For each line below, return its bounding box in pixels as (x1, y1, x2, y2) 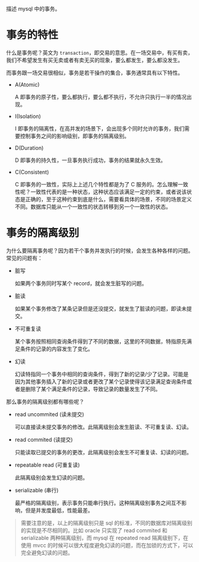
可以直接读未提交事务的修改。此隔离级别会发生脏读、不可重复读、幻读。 (14, 423, 192, 430)
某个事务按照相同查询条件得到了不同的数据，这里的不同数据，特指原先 (14, 338, 187, 345)
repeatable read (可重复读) (14, 461, 80, 469)
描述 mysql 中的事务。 (6, 5, 61, 12)
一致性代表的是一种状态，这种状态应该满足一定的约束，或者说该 (30, 188, 187, 195)
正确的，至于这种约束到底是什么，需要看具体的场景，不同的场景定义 (25, 195, 192, 202)
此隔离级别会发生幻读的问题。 (14, 474, 88, 481)
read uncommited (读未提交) (14, 410, 84, 418)
